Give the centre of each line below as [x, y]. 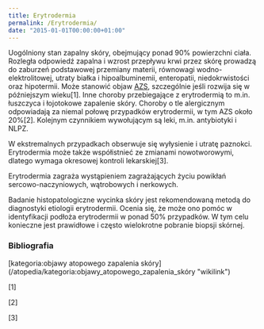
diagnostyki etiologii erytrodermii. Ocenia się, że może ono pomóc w [120, 208]
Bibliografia [31, 246]
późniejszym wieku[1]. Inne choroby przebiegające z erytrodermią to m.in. [129, 95]
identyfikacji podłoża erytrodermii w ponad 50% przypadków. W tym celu [128, 217]
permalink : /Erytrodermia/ [53, 23]
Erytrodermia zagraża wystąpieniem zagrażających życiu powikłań [117, 176]
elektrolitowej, [31, 78]
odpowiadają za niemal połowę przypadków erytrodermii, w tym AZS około [130, 112]
